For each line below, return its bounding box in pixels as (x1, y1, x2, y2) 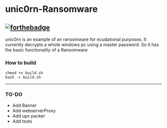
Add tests (12, 118, 32, 124)
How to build (5, 59, 36, 66)
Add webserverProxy (12, 108, 56, 114)
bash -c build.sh (5, 75, 41, 80)
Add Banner (12, 102, 37, 108)
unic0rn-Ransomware (5, 3, 98, 15)
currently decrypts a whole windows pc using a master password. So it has (5, 42, 159, 48)
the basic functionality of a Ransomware (5, 47, 88, 53)
